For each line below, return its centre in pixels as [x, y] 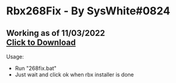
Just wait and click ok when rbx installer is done [74, 75]
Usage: [15, 57]
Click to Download [41, 42]
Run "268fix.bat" [36, 68]
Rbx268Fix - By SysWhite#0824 [88, 11]
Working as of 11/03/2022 [56, 33]
